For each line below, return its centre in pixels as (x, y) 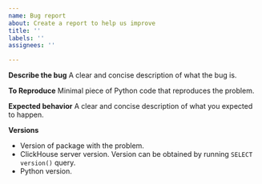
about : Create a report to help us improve (82, 23)
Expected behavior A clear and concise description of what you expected (131, 106)
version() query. (48, 163)
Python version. (46, 171)
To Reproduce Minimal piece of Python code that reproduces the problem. (131, 91)
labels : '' (26, 38)
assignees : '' (32, 46)
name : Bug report (37, 16)
